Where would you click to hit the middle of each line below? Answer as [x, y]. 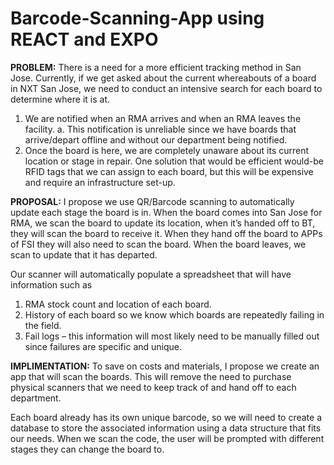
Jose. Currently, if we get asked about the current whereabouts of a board [163, 78]
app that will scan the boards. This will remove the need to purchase [151, 376]
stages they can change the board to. [87, 449]
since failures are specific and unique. [103, 346]
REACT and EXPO [84, 39]
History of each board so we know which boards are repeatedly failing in [174, 314]
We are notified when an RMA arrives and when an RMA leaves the [163, 118]
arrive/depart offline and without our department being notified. [156, 139]
